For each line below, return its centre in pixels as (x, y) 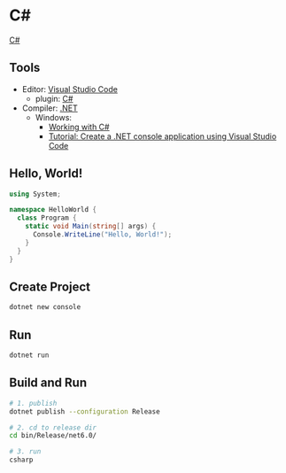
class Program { (47, 218)
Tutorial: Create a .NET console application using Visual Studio (162, 136)
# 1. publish (33, 403)
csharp (21, 460)
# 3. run (25, 452)
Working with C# (79, 127)
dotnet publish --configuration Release (85, 411)
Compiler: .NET (50, 108)
